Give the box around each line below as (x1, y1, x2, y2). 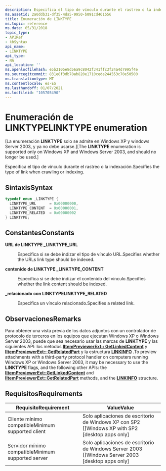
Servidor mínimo (7, 442, 46, 449)
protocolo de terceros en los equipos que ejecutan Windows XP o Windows (5, 333, 159, 339)
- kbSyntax (5, 40, 28, 45)
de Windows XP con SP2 (82, 419, 140, 425)
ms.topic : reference (5, 21, 48, 26)
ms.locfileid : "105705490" (5, 90, 61, 95)
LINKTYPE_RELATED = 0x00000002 (9, 210, 77, 215)
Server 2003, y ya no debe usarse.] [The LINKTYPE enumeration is (5, 144, 141, 150)
